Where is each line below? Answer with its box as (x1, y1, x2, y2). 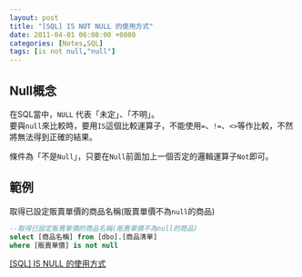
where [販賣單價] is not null (9, 241, 118, 250)
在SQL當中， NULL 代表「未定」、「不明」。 (9, 108, 160, 119)
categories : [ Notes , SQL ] (9, 38, 104, 48)
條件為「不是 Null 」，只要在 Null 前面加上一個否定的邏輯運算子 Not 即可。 (9, 151, 274, 162)
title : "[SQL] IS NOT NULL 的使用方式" (9, 22, 154, 31)
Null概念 (9, 83, 57, 98)
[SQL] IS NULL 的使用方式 (9, 258, 106, 269)
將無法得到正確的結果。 (9, 131, 97, 142)
